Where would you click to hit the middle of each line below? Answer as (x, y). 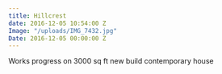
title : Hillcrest (38, 16)
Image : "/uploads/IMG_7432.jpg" (63, 31)
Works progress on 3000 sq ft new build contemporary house (111, 61)
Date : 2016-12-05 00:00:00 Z (57, 38)
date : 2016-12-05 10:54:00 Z (57, 23)
